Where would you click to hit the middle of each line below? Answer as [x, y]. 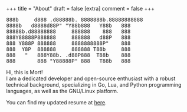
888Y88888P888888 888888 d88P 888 [68, 37]
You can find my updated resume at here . [57, 102]
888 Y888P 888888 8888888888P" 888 [68, 43]
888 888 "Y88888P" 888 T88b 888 [68, 61]
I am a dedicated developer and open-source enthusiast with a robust [91, 78]
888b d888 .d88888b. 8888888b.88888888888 [75, 20]
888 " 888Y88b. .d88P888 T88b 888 [68, 55]
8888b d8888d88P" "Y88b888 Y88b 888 [68, 26]
